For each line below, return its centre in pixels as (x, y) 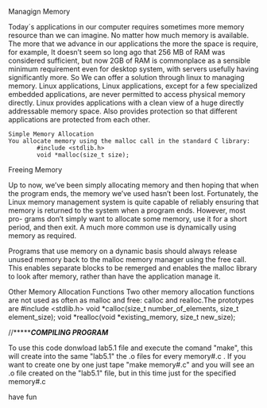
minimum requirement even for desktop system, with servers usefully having (133, 69)
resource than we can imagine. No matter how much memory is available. (128, 35)
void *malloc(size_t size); (83, 155)
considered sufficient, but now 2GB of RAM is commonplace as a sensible (130, 60)
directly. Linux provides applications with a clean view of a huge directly (126, 103)
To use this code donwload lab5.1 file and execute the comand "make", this (130, 348)
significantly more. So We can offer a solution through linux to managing (126, 77)
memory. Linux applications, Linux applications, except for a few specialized (133, 86)
